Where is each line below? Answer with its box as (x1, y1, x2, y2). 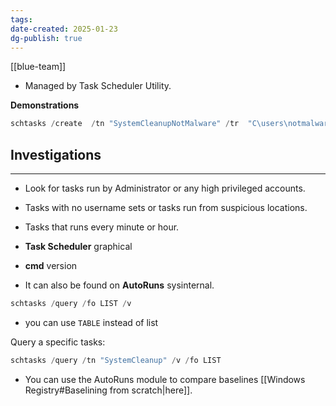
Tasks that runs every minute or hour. (24, 221, 180, 233)
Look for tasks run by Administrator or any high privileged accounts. (24, 182, 306, 195)
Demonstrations (10, 99, 80, 111)
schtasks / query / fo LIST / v (10, 299, 132, 309)
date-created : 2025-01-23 (10, 24, 118, 34)
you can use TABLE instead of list (24, 316, 159, 328)
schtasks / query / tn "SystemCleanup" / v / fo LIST (10, 355, 222, 365)
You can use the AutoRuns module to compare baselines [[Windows (24, 373, 306, 385)
